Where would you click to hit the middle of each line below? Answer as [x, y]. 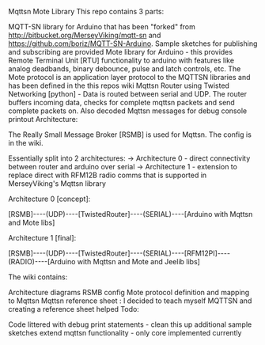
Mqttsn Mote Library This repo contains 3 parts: [86, 11]
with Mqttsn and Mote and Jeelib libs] [138, 262]
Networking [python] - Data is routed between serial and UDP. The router [128, 94]
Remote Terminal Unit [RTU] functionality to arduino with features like [121, 60]
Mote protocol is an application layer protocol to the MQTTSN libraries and [129, 77]
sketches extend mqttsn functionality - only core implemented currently [125, 333]
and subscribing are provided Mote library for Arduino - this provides [121, 52]
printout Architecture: [43, 119]
